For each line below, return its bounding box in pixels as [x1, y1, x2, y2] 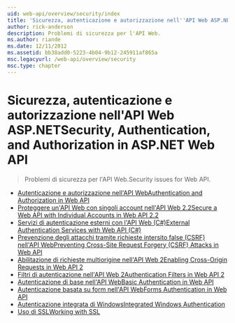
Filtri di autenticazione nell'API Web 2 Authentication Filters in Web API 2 [17, 270, 225, 278]
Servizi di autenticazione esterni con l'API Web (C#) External [17, 218, 190, 227]
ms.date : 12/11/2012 [7, 43, 68, 50]
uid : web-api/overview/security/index [7, 10, 120, 17]
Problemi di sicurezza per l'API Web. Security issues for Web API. [24, 175, 211, 183]
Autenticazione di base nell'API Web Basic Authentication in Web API [17, 278, 215, 286]
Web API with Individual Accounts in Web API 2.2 [17, 210, 159, 219]
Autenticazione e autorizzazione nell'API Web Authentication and [17, 188, 203, 196]
